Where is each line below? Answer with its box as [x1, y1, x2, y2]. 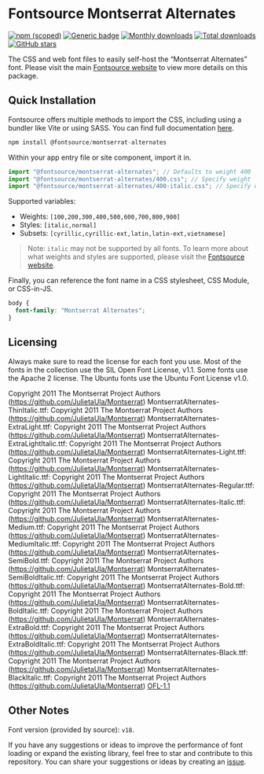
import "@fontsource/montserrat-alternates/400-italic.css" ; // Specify [8, 182, 251, 190]
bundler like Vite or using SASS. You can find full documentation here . [8, 123, 234, 132]
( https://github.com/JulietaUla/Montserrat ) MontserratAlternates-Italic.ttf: [8, 497, 246, 507]
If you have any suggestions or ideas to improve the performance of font [8, 740, 244, 750]
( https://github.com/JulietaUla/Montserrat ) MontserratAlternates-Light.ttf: [8, 447, 247, 456]
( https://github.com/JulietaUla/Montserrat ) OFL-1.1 [8, 681, 170, 691]
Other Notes [8, 704, 69, 717]
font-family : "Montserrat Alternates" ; [15, 307, 146, 315]
